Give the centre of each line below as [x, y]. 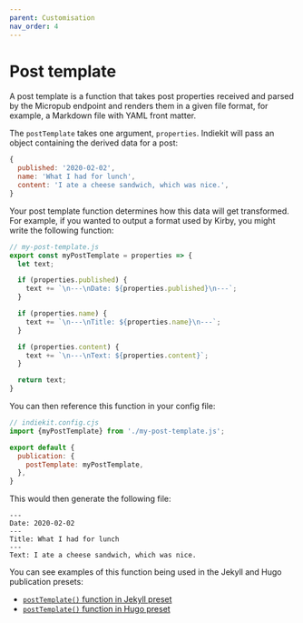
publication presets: [46, 582]
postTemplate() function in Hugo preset [96, 609]
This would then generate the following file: [90, 499]
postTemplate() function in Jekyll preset [97, 599]
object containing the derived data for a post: [94, 143]
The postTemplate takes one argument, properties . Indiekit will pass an [142, 134]
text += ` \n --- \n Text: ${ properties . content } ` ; [117, 356]
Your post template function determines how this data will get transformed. [150, 211]
